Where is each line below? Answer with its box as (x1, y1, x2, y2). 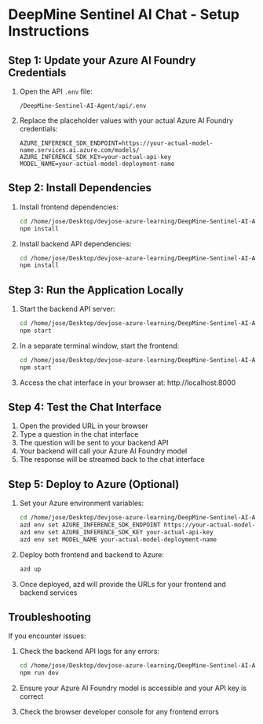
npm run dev (19, 669, 59, 678)
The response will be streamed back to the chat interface (19, 455, 206, 464)
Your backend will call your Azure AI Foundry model (19, 446, 188, 456)
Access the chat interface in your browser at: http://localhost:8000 (19, 378, 236, 387)
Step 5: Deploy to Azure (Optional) (8, 478, 180, 491)
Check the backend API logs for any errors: (19, 647, 159, 656)
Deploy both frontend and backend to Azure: (19, 549, 165, 560)
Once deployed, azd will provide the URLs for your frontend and (19, 579, 226, 589)
